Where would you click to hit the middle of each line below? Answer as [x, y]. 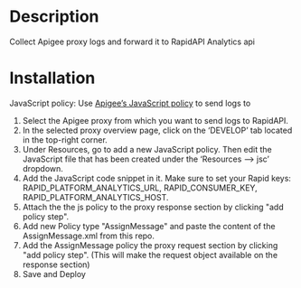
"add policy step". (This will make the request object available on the [150, 255]
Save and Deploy [54, 274]
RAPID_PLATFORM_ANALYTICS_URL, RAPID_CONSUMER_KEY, [140, 188]
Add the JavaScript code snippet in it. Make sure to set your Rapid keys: [157, 178]
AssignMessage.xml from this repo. [89, 236]
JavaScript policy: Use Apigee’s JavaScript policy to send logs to [130, 103]
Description [54, 17]
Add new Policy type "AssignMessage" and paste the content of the [149, 226]
